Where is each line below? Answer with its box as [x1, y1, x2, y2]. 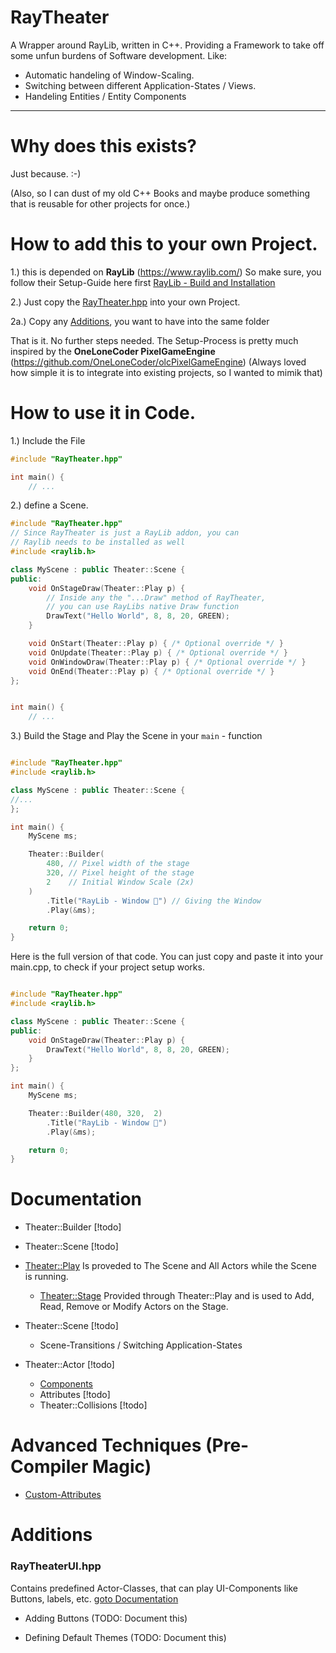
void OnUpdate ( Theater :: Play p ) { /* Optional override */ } [28, 647, 288, 658]
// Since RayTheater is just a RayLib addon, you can [10, 528, 240, 538]
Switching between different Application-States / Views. [24, 79, 257, 91]
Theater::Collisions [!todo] [39, 1399, 148, 1411]
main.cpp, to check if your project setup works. [10, 961, 205, 973]
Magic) [91, 1456, 152, 1478]
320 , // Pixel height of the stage [46, 868, 195, 878]
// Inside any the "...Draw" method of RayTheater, [46, 592, 267, 603]
